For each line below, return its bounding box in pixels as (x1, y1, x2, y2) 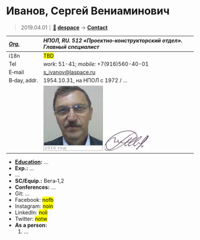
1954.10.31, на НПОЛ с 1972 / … (43, 77, 128, 84)
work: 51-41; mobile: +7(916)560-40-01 (43, 60, 149, 67)
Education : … (14, 158, 49, 166)
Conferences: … (14, 183, 56, 191)
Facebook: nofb (14, 197, 54, 204)
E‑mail (8, 68, 24, 76)
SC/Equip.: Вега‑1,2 (14, 177, 64, 185)
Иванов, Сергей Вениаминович (6, 4, 170, 18)
